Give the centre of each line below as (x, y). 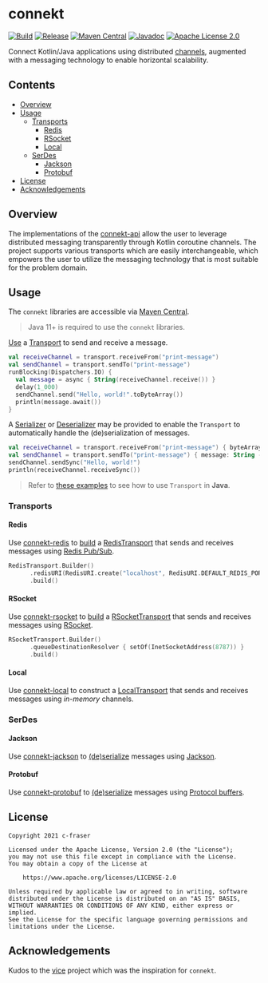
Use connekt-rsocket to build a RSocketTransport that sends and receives (130, 616)
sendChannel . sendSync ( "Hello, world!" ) (75, 463)
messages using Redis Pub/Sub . (61, 551)
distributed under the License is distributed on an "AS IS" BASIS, (124, 898)
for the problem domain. (48, 268)
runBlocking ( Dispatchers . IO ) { (60, 372)
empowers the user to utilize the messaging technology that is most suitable (134, 259)
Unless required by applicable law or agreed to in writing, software (128, 891)
